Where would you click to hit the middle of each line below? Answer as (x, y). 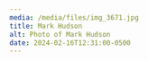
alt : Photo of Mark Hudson (60, 34)
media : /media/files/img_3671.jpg (74, 17)
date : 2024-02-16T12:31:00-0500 (70, 43)
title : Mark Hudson (46, 26)
